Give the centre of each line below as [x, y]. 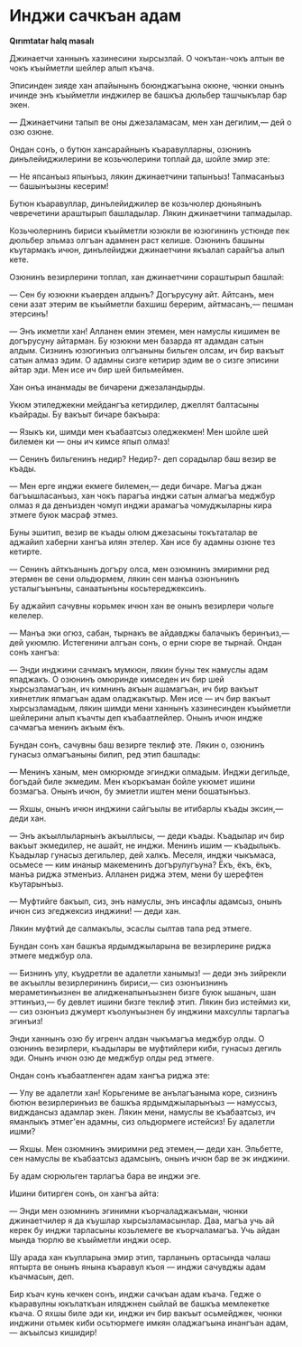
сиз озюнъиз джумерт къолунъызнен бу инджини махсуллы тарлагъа [155, 1011]
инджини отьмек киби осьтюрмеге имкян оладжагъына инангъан [137, 1323]
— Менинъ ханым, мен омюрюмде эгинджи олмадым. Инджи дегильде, [150, 772]
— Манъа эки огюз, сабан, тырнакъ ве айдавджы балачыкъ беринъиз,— [150, 633]
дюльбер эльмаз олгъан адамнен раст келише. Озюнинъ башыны [137, 240]
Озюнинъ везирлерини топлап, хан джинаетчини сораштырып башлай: [147, 277]
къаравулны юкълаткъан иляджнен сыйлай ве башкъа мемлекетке [140, 1304]
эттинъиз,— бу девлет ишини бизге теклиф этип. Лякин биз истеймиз [143, 1002]
